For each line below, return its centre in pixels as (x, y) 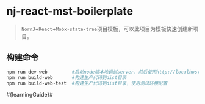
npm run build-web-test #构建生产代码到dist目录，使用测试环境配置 (87, 83)
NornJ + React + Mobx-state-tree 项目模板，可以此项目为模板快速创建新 (107, 29)
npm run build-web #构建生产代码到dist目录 (67, 77)
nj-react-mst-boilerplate (70, 11)
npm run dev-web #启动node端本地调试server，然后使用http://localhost (103, 72)
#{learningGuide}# (30, 95)
